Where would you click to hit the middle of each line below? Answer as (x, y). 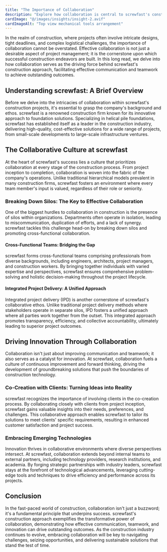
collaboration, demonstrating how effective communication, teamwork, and (82, 524)
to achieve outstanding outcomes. (40, 75)
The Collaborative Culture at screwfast (66, 150)
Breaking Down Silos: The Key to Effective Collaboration (74, 201)
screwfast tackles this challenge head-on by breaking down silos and (76, 228)
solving (13, 277)
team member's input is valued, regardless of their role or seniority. (74, 188)
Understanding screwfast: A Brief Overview (74, 90)
